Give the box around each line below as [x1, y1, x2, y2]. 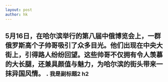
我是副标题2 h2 [49, 70, 89, 77]
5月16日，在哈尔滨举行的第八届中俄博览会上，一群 [5, 31, 161, 40]
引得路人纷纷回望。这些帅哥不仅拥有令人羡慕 [24, 50, 163, 59]
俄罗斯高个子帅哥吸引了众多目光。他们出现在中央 [5, 41, 156, 49]
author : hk [5, 12, 28, 17]
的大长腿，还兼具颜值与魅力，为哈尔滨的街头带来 [5, 59, 156, 68]
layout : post [5, 7, 32, 12]
